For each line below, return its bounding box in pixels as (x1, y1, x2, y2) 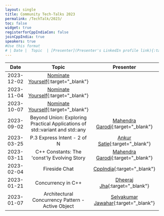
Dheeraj (115, 176, 134, 183)
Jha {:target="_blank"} (99, 182, 150, 189)
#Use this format (5, 43, 41, 48)
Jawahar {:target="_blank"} (93, 199, 155, 206)
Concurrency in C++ (35, 179, 82, 186)
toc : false (5, 21, 27, 26)
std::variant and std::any (31, 126, 86, 133)
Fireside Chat (43, 165, 74, 172)
